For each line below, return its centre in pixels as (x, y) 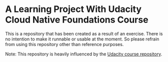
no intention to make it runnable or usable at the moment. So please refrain (82, 39)
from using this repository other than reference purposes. (64, 44)
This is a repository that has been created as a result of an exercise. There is (84, 33)
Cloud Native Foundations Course (77, 20)
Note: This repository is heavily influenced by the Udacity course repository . (84, 54)
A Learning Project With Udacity (73, 9)
